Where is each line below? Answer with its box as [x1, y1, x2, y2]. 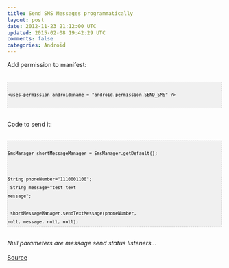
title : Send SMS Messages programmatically [7, 10, 134, 17]
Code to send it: [7, 121, 53, 128]
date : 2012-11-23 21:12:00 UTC [7, 23, 97, 29]
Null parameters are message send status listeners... [7, 239, 157, 247]
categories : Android [7, 42, 67, 49]
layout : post [7, 16, 45, 23]
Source [7, 254, 27, 261]
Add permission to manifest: [7, 61, 87, 69]
